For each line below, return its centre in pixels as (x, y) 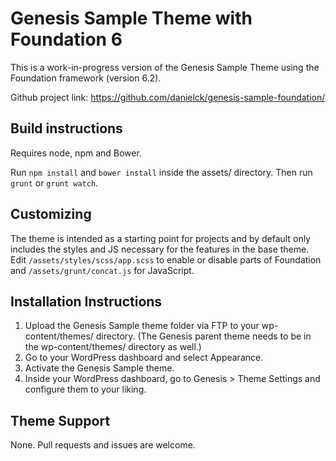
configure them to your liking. (85, 389)
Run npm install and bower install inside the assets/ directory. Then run (161, 172)
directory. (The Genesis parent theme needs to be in (203, 336)
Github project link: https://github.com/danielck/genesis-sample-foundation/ (168, 97)
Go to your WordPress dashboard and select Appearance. (144, 358)
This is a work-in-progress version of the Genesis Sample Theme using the (165, 67)
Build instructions (66, 128)
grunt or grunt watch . (54, 183)
